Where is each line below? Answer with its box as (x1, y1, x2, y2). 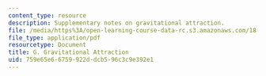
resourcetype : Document (8, 41, 87, 49)
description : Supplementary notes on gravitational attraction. (8, 19, 225, 27)
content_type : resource (8, 11, 87, 20)
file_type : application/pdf (8, 33, 101, 42)
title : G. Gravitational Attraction (8, 48, 129, 56)
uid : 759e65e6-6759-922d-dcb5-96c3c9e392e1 (8, 56, 154, 64)
